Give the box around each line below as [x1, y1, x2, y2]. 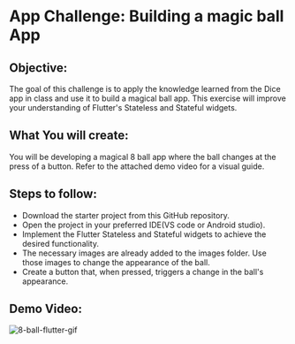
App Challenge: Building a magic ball [9, 6, 284, 27]
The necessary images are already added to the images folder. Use [21, 248, 267, 258]
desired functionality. [21, 238, 100, 248]
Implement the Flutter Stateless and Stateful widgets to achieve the [21, 228, 267, 240]
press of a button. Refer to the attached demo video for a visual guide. [9, 161, 265, 172]
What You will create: [9, 128, 129, 143]
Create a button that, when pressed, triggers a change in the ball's [21, 266, 264, 277]
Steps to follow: [9, 187, 97, 202]
